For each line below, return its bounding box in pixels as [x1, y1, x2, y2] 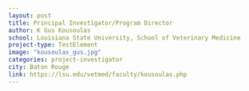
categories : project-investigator [8, 56, 124, 64]
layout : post [8, 11, 52, 20]
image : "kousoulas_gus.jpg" [8, 48, 102, 56]
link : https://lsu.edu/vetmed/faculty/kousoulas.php [8, 70, 188, 78]
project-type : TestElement [8, 41, 98, 49]
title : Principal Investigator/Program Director [8, 19, 173, 27]
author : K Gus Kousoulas [8, 26, 91, 34]
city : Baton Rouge [8, 63, 69, 71]
